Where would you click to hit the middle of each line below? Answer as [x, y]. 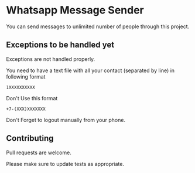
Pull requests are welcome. [39, 152]
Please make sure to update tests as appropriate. [65, 164]
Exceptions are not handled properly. [51, 59]
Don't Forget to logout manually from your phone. [66, 120]
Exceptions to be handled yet [60, 45]
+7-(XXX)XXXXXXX [26, 109]
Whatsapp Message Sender [75, 10]
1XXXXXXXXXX [20, 87]
